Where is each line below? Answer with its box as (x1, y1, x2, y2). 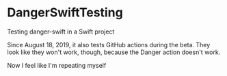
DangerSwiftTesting (7, 5, 123, 21)
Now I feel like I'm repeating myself (7, 61, 107, 69)
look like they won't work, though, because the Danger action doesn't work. (7, 48, 221, 56)
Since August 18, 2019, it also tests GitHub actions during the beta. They (7, 40, 211, 49)
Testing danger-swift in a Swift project (7, 27, 115, 36)
